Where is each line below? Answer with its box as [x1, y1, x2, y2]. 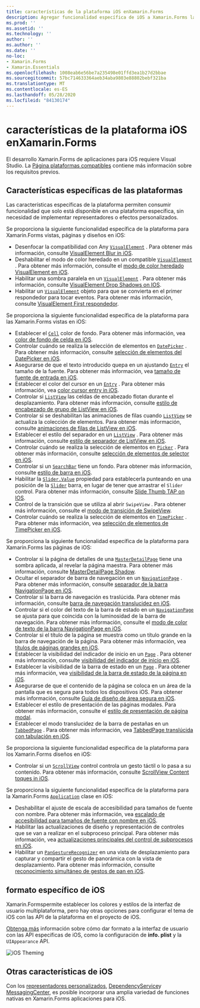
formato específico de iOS [6, 885, 105, 895]
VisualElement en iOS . [14, 269, 70, 276]
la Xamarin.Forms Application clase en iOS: [6, 793, 114, 800]
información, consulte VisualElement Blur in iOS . [14, 250, 133, 257]
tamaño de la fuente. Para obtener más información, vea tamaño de [14, 368, 181, 375]
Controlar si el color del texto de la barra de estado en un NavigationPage [14, 606, 194, 613]
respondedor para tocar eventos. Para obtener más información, [14, 294, 173, 301]
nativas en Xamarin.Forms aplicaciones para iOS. [6, 995, 126, 1002]
